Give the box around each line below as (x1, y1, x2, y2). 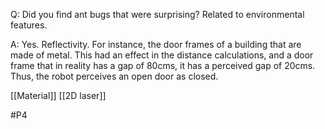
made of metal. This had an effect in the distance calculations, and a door (10, 49, 314, 61)
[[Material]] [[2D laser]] (10, 90, 107, 101)
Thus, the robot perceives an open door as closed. (10, 70, 219, 82)
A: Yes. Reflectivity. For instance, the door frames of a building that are (10, 39, 302, 50)
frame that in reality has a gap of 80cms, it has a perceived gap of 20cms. (10, 60, 316, 71)
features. (10, 19, 48, 31)
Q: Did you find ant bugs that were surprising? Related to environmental (10, 9, 305, 20)
